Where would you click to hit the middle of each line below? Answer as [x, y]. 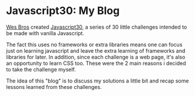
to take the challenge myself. [41, 69]
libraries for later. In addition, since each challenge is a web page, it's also [96, 57]
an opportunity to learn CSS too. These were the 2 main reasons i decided [96, 63]
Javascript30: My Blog [63, 11]
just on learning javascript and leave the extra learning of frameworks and [96, 50]
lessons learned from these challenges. [54, 87]
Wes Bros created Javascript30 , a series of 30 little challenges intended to [97, 27]
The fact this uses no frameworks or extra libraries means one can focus [94, 44]
